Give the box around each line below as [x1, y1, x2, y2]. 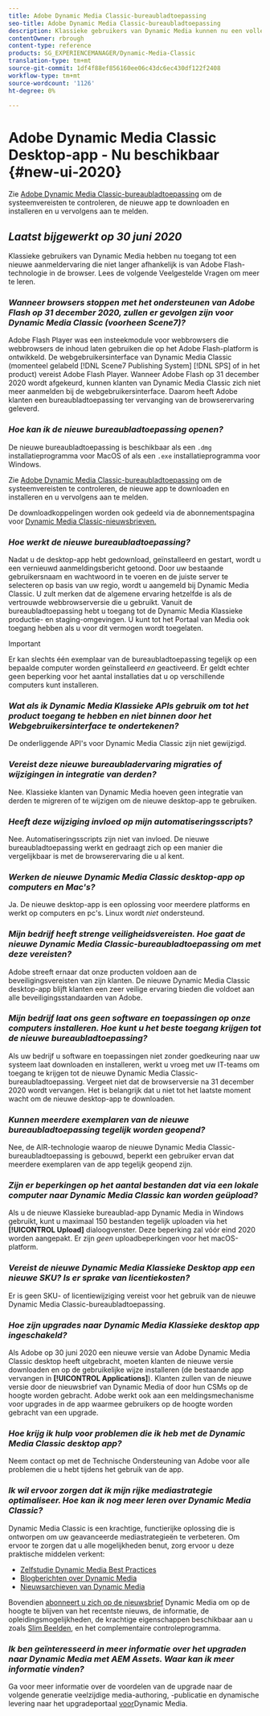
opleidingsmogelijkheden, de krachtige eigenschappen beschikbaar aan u [8, 1614, 253, 1624]
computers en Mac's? [8, 881, 96, 893]
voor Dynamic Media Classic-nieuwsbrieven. [8, 516, 157, 526]
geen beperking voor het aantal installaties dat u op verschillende [8, 672, 225, 682]
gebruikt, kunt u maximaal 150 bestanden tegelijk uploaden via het [8, 1217, 227, 1226]
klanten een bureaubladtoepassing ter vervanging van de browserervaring [8, 396, 255, 405]
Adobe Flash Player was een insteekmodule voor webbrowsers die [8, 335, 229, 345]
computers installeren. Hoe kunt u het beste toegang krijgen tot [8, 1022, 262, 1034]
